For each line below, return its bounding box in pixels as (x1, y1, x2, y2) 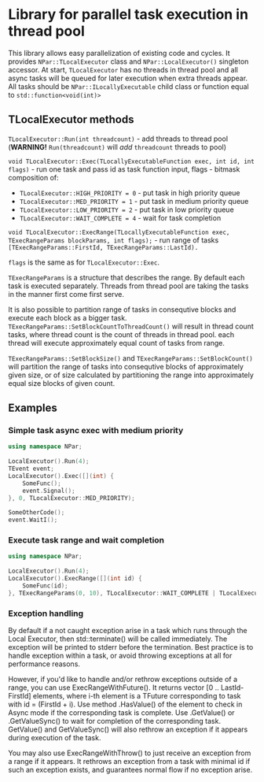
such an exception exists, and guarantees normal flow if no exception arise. (8, 765, 253, 774)
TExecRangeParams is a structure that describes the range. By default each (8, 272, 245, 282)
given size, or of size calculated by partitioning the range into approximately (8, 370, 254, 380)
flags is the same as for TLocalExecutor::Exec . (8, 258, 159, 267)
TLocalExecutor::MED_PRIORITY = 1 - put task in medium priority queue (19, 196, 249, 206)
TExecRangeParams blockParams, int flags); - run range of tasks (8, 235, 219, 245)
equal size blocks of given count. (8, 378, 115, 387)
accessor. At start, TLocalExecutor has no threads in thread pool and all (8, 65, 238, 74)
